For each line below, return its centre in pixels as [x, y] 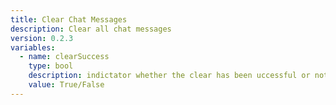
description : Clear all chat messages [91, 29]
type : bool [51, 66]
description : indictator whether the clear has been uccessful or [169, 76]
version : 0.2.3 [42, 38]
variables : [33, 47]
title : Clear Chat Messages [69, 19]
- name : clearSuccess [64, 57]
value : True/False [66, 85]
